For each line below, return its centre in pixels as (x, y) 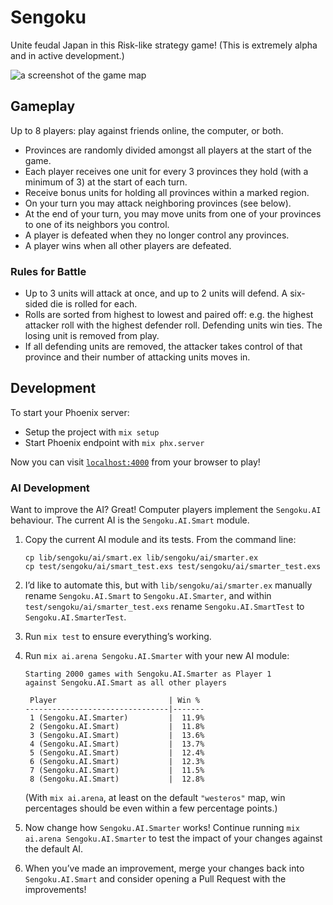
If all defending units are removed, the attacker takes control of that (163, 347)
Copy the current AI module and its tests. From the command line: (160, 540)
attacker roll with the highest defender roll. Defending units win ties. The (173, 325)
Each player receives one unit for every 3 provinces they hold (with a (166, 171)
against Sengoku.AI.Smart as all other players (125, 683)
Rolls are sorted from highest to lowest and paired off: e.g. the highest (169, 315)
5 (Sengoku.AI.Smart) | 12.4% (117, 753)
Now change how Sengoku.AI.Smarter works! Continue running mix (162, 828)
